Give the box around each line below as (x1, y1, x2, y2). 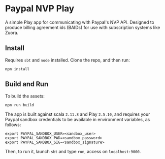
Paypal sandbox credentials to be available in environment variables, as (5, 116, 150, 122)
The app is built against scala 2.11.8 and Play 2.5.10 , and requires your (5, 111, 150, 117)
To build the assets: (5, 93, 45, 99)
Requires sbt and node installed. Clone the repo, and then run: (5, 57, 130, 63)
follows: (5, 122, 21, 127)
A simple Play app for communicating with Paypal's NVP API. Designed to (5, 19, 154, 25)
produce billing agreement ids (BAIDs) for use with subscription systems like (5, 24, 160, 30)
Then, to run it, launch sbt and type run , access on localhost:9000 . (5, 148, 141, 154)
